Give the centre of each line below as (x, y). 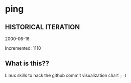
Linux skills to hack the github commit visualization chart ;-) (66, 75)
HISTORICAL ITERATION (43, 27)
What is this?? (27, 64)
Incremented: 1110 (23, 48)
